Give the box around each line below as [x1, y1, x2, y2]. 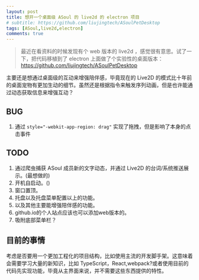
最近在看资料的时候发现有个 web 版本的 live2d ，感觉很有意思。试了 [20, 48, 187, 55]
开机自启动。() [14, 179, 50, 186]
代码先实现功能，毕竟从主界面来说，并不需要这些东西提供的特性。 [6, 267, 167, 274]
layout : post [6, 8, 38, 15]
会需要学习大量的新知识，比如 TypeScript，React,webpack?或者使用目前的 [6, 259, 189, 267]
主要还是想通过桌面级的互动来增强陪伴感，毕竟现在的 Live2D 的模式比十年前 [6, 74, 192, 81]
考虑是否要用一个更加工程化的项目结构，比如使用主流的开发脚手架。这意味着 [6, 252, 193, 259]
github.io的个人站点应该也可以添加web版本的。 [14, 209, 130, 216]
